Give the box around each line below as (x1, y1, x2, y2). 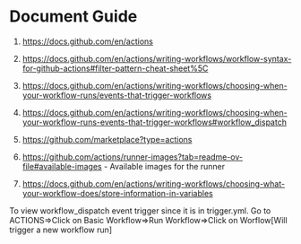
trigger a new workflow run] (9, 224, 113, 235)
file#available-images (21, 161, 102, 171)
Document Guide (9, 6, 138, 27)
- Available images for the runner (103, 161, 226, 171)
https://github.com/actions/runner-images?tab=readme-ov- (21, 151, 244, 162)
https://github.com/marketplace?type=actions (21, 134, 193, 144)
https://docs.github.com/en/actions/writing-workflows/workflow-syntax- (21, 53, 292, 64)
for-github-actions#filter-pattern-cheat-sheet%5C (21, 63, 209, 74)
